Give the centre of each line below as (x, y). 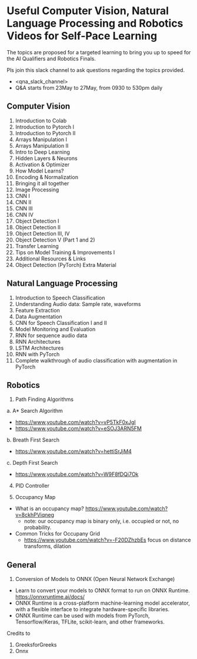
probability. (38, 527)
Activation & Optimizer (42, 164)
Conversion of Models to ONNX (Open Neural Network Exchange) (95, 579)
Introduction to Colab (41, 120)
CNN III (24, 208)
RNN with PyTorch (37, 354)
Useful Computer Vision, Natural (88, 11)
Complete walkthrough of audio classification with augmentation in (96, 360)
